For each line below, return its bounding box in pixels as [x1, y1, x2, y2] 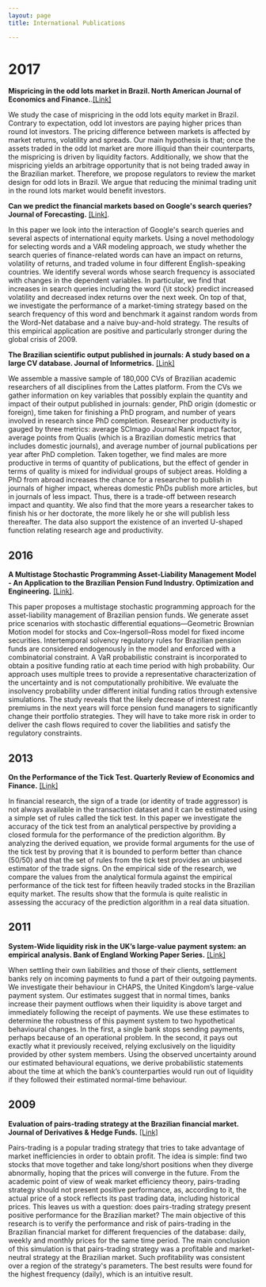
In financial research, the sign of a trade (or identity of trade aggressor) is [8, 797, 248, 806]
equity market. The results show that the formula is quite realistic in [8, 889, 228, 899]
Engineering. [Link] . [8, 586, 74, 596]
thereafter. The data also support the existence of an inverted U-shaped [8, 517, 243, 527]
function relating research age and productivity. [8, 525, 164, 536]
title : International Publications [8, 19, 126, 27]
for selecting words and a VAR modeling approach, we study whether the [8, 242, 247, 252]
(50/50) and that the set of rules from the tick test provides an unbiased [8, 855, 242, 865]
